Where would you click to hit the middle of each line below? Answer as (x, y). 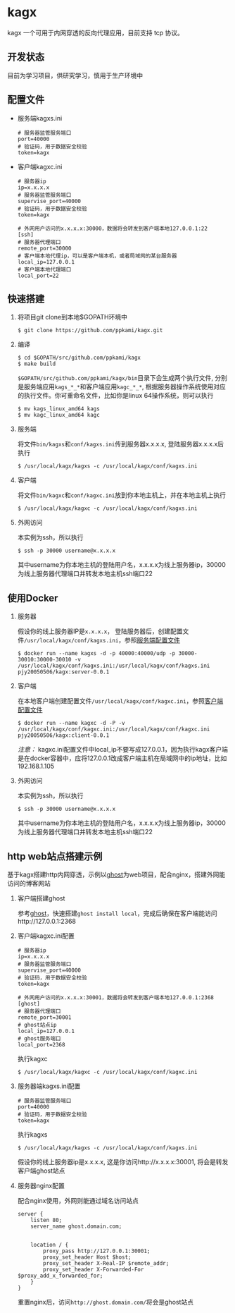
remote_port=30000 (44, 248)
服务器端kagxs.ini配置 (49, 1086)
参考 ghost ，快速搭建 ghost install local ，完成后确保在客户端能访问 (118, 913)
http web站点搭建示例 (55, 856)
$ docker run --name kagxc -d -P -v (71, 723)
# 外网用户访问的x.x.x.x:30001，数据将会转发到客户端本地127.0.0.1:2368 (116, 998)
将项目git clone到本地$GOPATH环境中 (72, 317)
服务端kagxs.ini (40, 118)
